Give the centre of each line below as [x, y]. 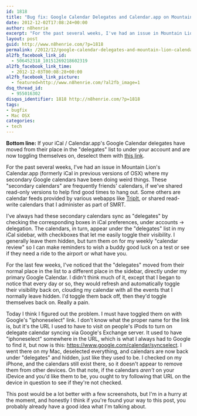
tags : [13, 104]
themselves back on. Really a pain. [48, 302]
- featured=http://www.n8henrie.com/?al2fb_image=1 [76, 83]
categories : [21, 121]
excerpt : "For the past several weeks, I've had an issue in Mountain [94, 34]
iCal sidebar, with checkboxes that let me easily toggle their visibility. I [91, 235]
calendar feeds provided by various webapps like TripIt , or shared [86, 198]
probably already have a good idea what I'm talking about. [76, 406]
